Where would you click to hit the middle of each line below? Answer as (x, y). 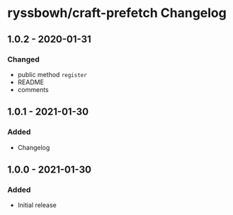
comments (33, 89)
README (31, 82)
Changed (24, 59)
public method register (52, 74)
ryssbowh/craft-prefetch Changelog (117, 13)
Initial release (37, 205)
